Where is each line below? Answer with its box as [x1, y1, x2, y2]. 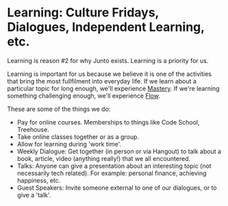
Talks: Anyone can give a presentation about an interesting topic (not [16, 162, 212, 170]
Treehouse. [16, 125, 49, 133]
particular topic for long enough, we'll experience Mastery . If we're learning [7, 84, 220, 92]
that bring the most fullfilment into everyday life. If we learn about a [7, 77, 197, 85]
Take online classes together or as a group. [16, 132, 139, 141]
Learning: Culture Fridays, [7, 5, 160, 21]
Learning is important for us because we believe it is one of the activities [7, 70, 212, 78]
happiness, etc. [16, 176, 61, 184]
